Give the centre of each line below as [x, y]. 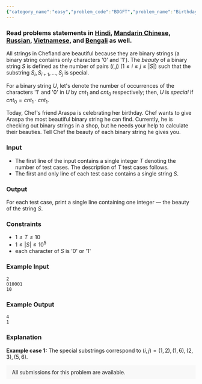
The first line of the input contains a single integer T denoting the [95, 160]
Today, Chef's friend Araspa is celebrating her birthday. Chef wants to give [99, 113]
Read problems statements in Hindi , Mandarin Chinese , [88, 32]
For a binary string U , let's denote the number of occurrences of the [90, 85]
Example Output [30, 305]
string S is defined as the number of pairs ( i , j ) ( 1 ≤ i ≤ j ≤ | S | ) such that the [99, 66]
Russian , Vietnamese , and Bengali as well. [69, 40]
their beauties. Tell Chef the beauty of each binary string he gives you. [93, 132]
